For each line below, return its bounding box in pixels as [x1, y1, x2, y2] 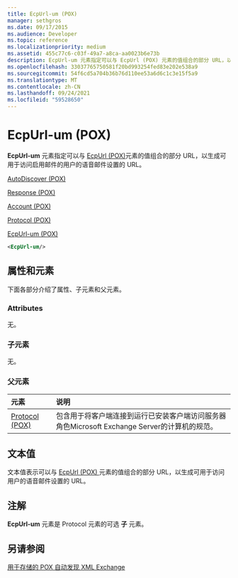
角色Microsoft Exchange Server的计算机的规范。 [55, 421, 217, 431]
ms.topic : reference [7, 37, 69, 44]
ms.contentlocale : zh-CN [7, 83, 81, 90]
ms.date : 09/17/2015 [7, 23, 69, 31]
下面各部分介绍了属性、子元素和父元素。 [7, 285, 125, 294]
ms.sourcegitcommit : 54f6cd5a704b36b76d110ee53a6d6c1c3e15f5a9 [7, 70, 198, 77]
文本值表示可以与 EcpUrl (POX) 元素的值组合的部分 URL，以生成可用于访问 [7, 468, 225, 476]
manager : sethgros [7, 17, 62, 24]
